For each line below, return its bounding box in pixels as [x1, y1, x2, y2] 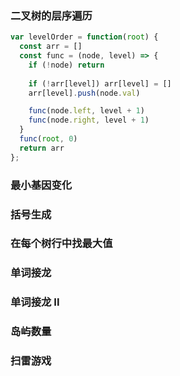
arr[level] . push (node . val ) [28, 88, 141, 98]
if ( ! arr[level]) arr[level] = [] [28, 78, 172, 89]
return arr [19, 143, 65, 153]
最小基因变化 [10, 178, 73, 192]
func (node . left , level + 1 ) [28, 106, 145, 116]
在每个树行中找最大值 [10, 237, 113, 251]
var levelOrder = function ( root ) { [10, 32, 159, 42]
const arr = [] [19, 42, 83, 52]
